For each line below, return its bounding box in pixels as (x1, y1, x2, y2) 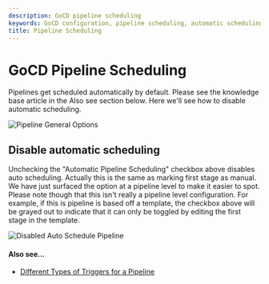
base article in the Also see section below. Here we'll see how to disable (8, 96, 246, 106)
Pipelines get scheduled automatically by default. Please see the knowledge (8, 87, 259, 97)
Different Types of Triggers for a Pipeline (19, 267, 155, 277)
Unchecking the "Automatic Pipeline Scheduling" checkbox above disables (8, 165, 255, 174)
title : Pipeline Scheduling (8, 26, 102, 34)
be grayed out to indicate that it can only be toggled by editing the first (8, 207, 242, 217)
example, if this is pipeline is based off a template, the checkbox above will (8, 198, 255, 208)
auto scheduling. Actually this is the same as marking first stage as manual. (8, 173, 257, 182)
